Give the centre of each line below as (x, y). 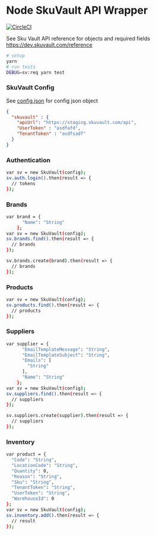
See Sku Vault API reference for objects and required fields (78, 38)
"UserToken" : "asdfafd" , (49, 128)
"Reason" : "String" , (37, 477)
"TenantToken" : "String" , (44, 488)
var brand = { (24, 217)
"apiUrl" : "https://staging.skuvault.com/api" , (77, 123)
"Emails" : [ (36, 361)
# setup (16, 55)
